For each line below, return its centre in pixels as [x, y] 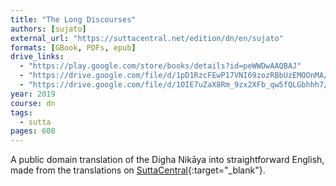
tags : [21, 112]
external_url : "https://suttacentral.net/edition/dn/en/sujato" [147, 38]
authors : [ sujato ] [48, 29]
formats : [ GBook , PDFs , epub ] [73, 47]
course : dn [33, 103]
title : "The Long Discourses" [73, 19]
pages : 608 [33, 131]
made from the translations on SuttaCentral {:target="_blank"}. [138, 170]
